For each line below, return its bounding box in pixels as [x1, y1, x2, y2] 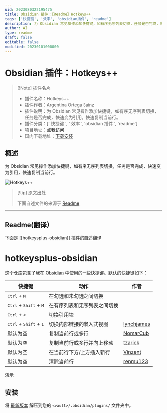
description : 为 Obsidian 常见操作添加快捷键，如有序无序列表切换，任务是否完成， [5, 21, 160, 26]
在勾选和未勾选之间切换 [49, 293, 104, 300]
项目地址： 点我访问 [24, 127, 65, 133]
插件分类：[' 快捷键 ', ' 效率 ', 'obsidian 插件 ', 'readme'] [24, 120, 138, 126]
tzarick [123, 339, 140, 346]
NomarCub [123, 330, 149, 337]
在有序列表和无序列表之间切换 [49, 302, 119, 309]
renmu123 [123, 358, 148, 365]
